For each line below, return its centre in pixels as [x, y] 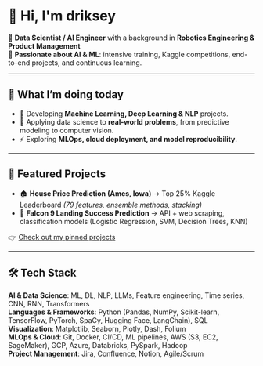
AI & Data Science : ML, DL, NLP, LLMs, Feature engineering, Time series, [126, 295]
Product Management [44, 45]
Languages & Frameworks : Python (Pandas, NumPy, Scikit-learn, [114, 312]
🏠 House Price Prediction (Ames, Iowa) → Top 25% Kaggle [117, 193]
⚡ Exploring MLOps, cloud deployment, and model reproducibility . [128, 139]
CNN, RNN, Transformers [49, 304]
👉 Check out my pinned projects [62, 237]
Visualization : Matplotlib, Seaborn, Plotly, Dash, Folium [97, 329]
